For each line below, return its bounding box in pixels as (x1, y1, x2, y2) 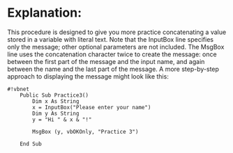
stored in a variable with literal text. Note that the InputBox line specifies (7, 35, 214, 43)
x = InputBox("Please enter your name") (32, 104, 151, 111)
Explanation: (7, 5, 82, 21)
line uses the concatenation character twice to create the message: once (7, 50, 218, 58)
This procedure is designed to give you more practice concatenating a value (7, 28, 227, 36)
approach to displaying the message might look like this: (7, 72, 169, 81)
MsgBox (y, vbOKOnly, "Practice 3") (32, 128, 139, 135)
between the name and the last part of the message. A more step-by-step (7, 65, 220, 73)
